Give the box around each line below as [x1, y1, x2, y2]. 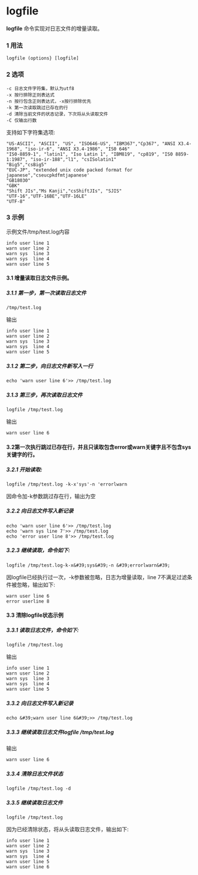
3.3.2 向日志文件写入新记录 [6, 699, 74, 706]
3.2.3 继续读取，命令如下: [6, 547, 70, 554]
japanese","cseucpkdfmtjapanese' [6, 172, 90, 178]
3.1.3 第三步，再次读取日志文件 [6, 391, 83, 398]
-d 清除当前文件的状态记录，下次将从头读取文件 [6, 111, 109, 117]
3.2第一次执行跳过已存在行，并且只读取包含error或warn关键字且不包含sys [6, 443, 191, 451]
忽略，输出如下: [16, 581, 56, 588]
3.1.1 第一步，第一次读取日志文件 [6, 289, 86, 296]
